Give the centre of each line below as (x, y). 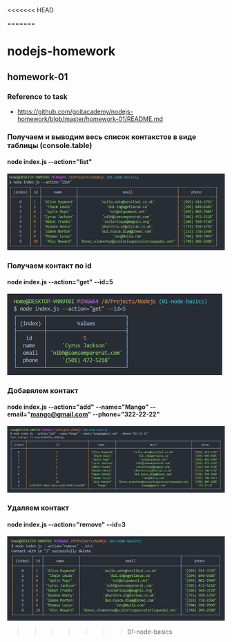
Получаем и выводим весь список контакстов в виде (102, 136)
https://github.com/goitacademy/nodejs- (75, 111)
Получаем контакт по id (49, 266)
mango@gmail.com (59, 414)
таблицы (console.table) (50, 145)
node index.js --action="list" (50, 162)
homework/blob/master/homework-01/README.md (90, 119)
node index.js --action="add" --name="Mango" (78, 407)
